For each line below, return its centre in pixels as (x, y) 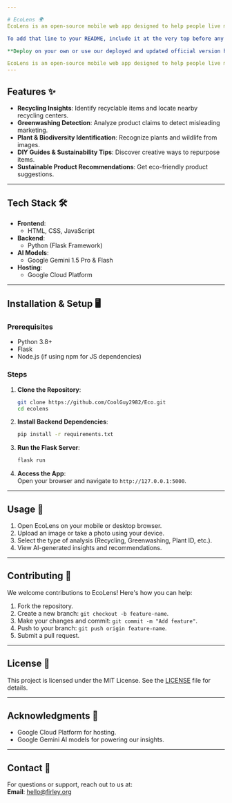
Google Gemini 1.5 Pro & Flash (70, 260)
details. (18, 688)
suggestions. (36, 174)
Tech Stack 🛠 (37, 204)
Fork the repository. (45, 606)
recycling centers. (43, 115)
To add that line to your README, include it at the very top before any (116, 39)
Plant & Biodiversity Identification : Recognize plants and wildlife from (117, 137)
